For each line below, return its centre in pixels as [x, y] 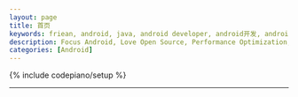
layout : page [33, 17]
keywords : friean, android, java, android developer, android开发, [135, 34]
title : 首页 [30, 26]
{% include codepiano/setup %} [68, 75]
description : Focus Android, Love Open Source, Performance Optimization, [150, 42]
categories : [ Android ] [51, 50]
